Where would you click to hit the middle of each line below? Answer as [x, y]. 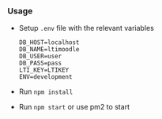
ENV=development [45, 77]
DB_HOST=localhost [49, 43]
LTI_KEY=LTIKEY [44, 70]
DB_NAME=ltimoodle [49, 50]
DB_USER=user [40, 57]
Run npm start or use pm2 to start [74, 107]
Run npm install [46, 91]
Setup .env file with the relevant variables [87, 28]
